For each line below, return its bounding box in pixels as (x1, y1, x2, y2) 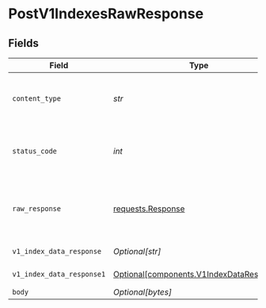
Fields (8, 37, 40, 50)
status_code (12, 147, 58, 156)
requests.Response (113, 203, 185, 214)
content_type (12, 94, 62, 103)
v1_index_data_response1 (12, 270, 106, 279)
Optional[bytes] (113, 287, 173, 298)
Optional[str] (113, 246, 161, 256)
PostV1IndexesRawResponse (8, 5, 204, 23)
